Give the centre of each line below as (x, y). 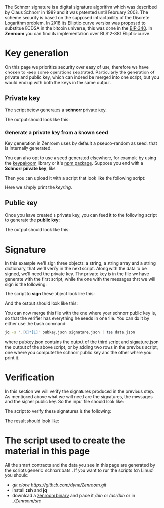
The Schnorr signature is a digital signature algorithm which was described (81, 7)
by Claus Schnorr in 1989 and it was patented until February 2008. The (77, 12)
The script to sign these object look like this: (50, 293)
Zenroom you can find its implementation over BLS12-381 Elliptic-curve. (78, 33)
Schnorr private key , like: (31, 168)
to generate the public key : (33, 220)
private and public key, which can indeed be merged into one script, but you (82, 77)
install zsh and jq (29, 490)
